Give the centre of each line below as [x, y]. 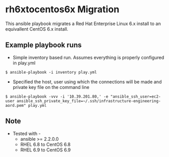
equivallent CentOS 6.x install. [37, 29]
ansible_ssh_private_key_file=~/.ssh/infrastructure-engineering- [89, 101]
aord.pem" [16, 105]
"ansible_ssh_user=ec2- [136, 96]
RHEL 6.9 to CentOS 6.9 [45, 150]
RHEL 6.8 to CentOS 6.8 [45, 144]
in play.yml [24, 63]
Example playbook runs [43, 45]
